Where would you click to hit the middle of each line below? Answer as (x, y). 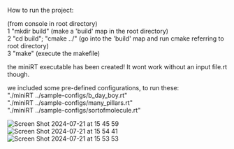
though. (19, 74)
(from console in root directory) (52, 23)
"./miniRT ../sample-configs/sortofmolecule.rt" (74, 110)
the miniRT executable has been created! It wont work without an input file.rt (117, 67)
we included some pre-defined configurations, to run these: (93, 88)
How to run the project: (41, 10)
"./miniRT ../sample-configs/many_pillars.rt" (70, 103)
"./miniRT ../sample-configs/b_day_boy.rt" (67, 95)
